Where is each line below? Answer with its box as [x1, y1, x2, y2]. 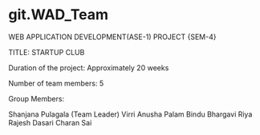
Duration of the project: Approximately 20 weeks [8, 62, 169, 73]
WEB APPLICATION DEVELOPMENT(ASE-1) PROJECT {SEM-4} [8, 32, 217, 42]
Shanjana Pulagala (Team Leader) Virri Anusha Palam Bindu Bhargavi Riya [8, 109, 253, 119]
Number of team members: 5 [8, 78, 104, 88]
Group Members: [8, 93, 65, 103]
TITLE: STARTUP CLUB [8, 47, 85, 57]
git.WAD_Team [8, 6, 108, 24]
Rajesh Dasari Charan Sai [8, 117, 92, 127]
